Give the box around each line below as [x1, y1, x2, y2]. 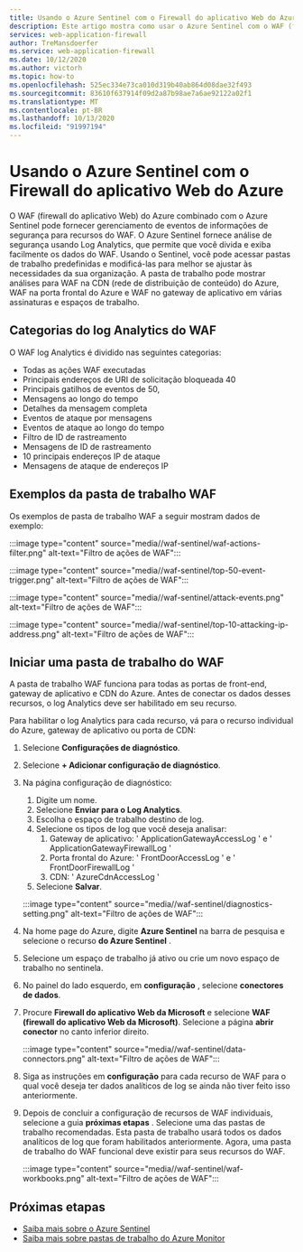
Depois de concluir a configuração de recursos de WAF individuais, [22, 1107, 273, 1118]
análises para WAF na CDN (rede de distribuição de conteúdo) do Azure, [9, 277, 280, 288]
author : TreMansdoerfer [9, 38, 99, 48]
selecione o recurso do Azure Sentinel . [22, 936, 171, 947]
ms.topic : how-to [9, 72, 75, 81]
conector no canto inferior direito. [22, 1026, 150, 1037]
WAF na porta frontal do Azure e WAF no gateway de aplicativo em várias [9, 286, 282, 298]
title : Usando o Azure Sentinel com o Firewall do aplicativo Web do [9, 13, 277, 23]
